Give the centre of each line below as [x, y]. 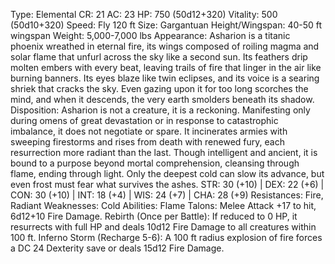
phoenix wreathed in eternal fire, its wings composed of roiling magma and [165, 46]
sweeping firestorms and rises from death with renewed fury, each [147, 142]
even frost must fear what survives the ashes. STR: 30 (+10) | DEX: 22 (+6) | [167, 184]
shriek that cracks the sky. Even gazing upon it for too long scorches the [159, 88]
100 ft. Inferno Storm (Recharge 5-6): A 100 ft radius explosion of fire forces [166, 237]
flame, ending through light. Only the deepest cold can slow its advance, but [167, 173]
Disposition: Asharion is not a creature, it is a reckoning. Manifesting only [160, 110]
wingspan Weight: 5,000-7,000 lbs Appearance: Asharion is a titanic [150, 35]
